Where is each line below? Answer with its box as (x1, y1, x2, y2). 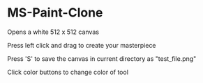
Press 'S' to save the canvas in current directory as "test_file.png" (7, 54, 197, 63)
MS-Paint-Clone (7, 5, 103, 21)
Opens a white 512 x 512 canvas (7, 28, 100, 36)
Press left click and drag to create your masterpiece (7, 41, 156, 49)
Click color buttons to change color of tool (7, 68, 129, 76)
